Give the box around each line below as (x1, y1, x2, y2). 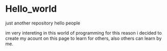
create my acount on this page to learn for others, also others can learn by (5, 35, 162, 41)
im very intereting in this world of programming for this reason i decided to (5, 30, 162, 36)
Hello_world (5, 3, 57, 15)
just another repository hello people (5, 20, 81, 26)
